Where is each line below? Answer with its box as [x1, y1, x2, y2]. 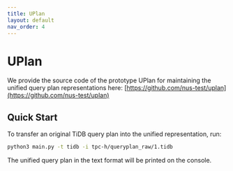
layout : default [7, 17, 54, 24]
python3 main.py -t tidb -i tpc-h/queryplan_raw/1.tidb [7, 144, 173, 151]
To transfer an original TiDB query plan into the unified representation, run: [7, 130, 222, 138]
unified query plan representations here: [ [7, 84, 127, 92]
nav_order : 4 [7, 23, 45, 30]
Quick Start [7, 111, 58, 123]
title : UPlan [7, 10, 45, 17]
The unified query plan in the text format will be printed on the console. [7, 156, 212, 164]
